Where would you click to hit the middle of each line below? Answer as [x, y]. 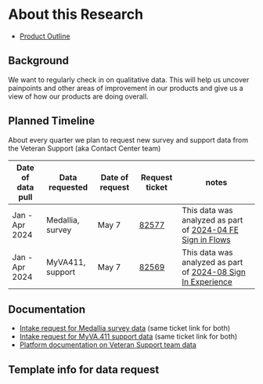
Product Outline [45, 36]
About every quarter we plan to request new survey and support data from [128, 139]
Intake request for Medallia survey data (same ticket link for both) [125, 328]
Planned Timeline [52, 121]
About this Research [76, 14]
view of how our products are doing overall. [78, 96]
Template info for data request [84, 370]
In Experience [207, 281]
